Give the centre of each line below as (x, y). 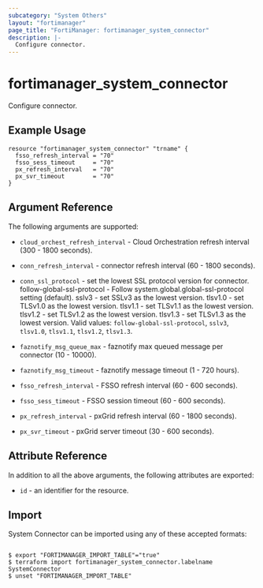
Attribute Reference (58, 456)
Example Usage (47, 131)
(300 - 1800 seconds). (56, 250)
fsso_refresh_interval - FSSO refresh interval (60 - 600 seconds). (128, 385)
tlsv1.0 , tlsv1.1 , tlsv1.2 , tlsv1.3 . (76, 331)
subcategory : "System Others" (58, 15)
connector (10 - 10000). (58, 354)
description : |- (35, 37)
